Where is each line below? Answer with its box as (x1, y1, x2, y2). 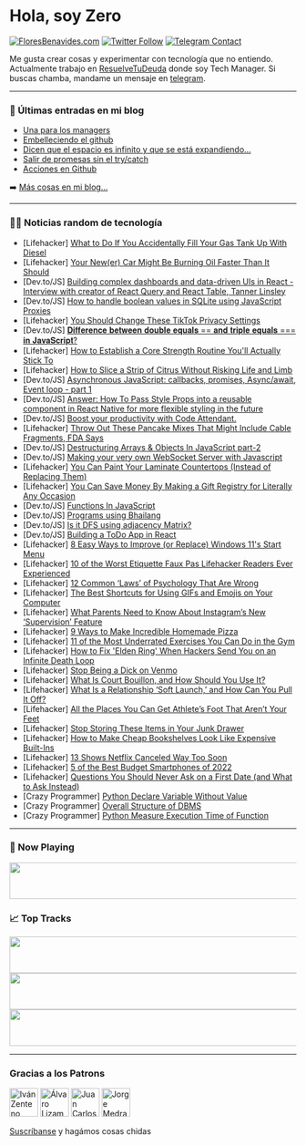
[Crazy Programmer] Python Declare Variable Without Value (22, 790, 248, 801)
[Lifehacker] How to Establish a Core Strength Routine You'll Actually (22, 345, 281, 356)
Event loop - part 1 (22, 384, 93, 395)
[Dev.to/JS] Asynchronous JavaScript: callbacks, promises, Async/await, (22, 374, 296, 385)
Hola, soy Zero (9, 5, 122, 26)
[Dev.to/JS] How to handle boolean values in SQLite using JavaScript (22, 295, 282, 306)
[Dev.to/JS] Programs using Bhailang (22, 510, 161, 521)
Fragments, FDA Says (22, 432, 105, 443)
